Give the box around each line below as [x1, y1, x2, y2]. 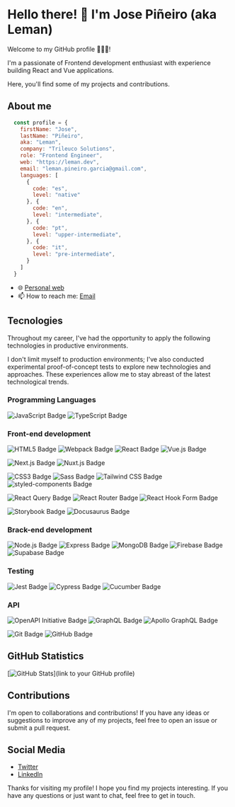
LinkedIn [17, 770, 43, 779]
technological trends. [7, 377, 69, 386]
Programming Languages [7, 395, 97, 405]
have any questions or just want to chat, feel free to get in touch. [7, 791, 196, 800]
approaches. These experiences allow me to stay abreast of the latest [7, 370, 211, 378]
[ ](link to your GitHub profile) [7, 669, 135, 677]
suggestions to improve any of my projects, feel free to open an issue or [7, 716, 217, 724]
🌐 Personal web [17, 283, 65, 292]
